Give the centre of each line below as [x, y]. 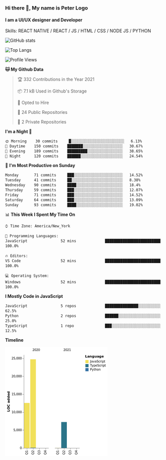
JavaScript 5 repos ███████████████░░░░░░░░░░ [83, 306]
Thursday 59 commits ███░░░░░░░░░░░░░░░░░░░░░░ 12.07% [74, 190]
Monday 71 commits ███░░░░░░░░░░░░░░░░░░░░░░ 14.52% [74, 175]
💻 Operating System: [27, 276]
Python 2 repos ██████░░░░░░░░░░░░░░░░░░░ [83, 316]
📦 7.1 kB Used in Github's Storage [52, 91]
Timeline [14, 340]
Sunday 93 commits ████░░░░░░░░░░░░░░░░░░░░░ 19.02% [74, 205]
